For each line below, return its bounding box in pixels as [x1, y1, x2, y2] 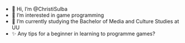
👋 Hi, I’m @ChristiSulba [11, 6, 68, 12]
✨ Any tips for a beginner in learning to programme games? [11, 30, 156, 37]
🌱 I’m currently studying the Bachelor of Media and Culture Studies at [11, 18, 180, 24]
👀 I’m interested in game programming [11, 12, 104, 19]
